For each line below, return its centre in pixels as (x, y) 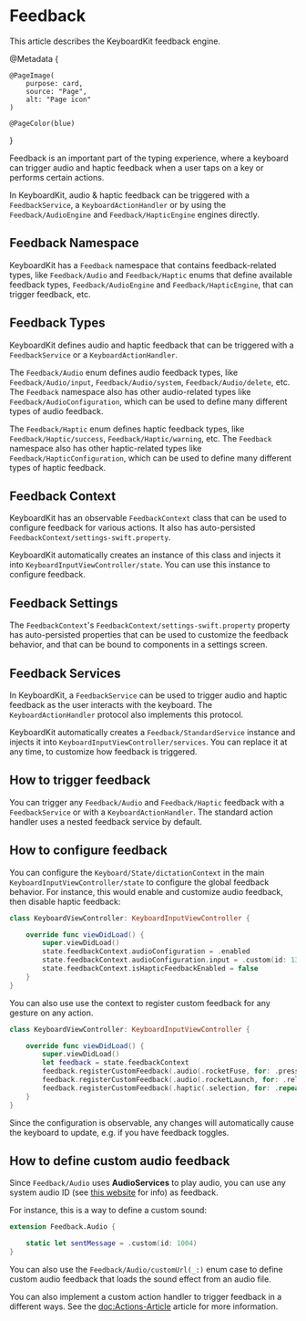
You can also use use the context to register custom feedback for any (140, 1003)
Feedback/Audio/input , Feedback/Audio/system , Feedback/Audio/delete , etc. (150, 382)
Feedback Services (65, 673)
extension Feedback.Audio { (63, 1227)
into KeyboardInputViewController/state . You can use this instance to (140, 565)
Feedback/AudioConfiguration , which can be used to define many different (148, 401)
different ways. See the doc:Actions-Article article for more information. (144, 1306)
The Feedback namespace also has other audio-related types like (130, 391)
